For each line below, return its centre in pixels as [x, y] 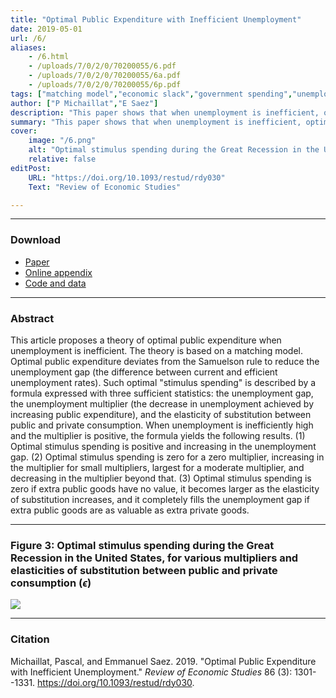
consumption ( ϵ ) [51, 583]
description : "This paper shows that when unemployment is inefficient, [165, 112]
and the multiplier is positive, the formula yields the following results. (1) [158, 435]
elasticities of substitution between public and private [144, 570]
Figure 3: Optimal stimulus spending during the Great [142, 545]
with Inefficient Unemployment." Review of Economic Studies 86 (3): [151, 672]
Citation [30, 639]
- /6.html [49, 57]
